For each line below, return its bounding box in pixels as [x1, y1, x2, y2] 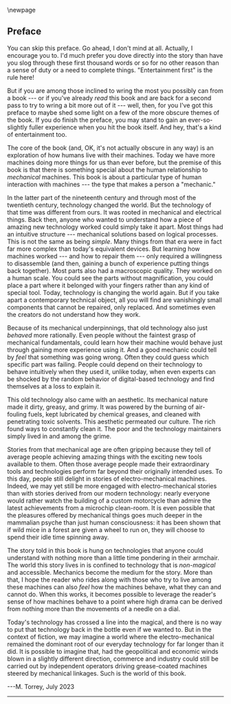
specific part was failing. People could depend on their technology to [7, 360, 203, 368]
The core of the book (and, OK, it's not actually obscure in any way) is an [7, 144, 214, 152]
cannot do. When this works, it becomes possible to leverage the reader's [7, 590, 217, 598]
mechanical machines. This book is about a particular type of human [7, 173, 202, 181]
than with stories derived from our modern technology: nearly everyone [7, 489, 210, 497]
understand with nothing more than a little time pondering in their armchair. [7, 553, 220, 562]
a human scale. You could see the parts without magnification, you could [7, 274, 213, 282]
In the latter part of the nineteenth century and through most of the [7, 193, 197, 201]
